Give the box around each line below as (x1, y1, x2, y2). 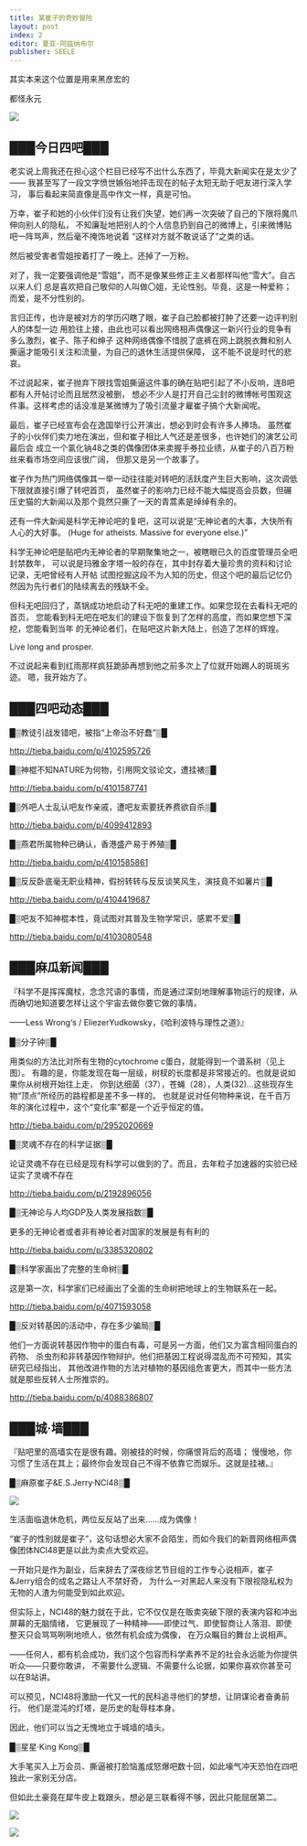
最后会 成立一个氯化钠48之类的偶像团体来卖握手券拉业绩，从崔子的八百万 (9, 442, 286, 453)
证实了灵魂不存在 (9, 1169, 74, 1180)
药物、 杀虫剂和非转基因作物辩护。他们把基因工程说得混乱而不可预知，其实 (9, 1350, 292, 1361)
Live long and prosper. (9, 641, 94, 652)
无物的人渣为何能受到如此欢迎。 (9, 1587, 130, 1598)
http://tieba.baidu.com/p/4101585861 (9, 856, 149, 867)
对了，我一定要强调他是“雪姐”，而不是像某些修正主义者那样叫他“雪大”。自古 (9, 269, 296, 280)
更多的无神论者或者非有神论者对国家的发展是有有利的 (9, 1226, 210, 1237)
